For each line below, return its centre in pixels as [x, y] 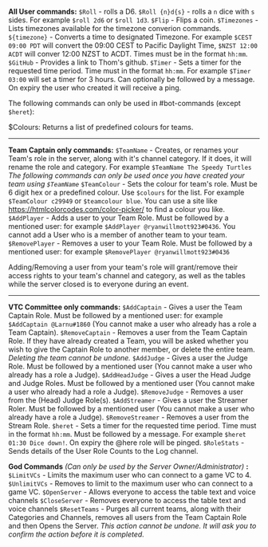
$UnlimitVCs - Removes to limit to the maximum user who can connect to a [131, 483]
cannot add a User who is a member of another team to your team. [118, 235]
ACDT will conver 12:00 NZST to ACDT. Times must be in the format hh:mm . [128, 54]
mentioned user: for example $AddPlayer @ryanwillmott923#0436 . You [122, 226]
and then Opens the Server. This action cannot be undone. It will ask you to [132, 526]
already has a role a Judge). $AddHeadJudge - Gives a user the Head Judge [130, 375]
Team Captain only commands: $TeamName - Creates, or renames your [124, 150]
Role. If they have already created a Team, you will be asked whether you [128, 341]
